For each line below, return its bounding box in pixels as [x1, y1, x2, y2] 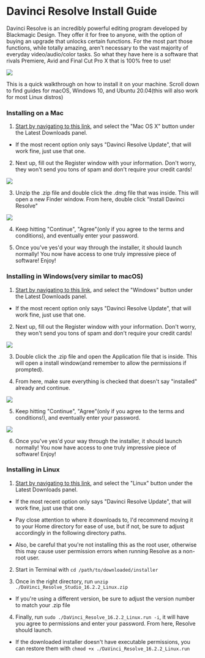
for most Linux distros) [6, 93, 64, 100]
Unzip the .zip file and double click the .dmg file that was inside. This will [15, 189, 199, 196]
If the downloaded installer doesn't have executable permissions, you [15, 638, 191, 645]
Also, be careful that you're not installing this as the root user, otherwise [15, 540, 197, 548]
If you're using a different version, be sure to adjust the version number [15, 595, 195, 602]
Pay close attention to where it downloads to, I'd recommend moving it [15, 516, 193, 523]
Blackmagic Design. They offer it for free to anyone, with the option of [6, 31, 182, 38]
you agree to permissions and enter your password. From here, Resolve [15, 619, 196, 627]
